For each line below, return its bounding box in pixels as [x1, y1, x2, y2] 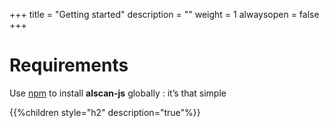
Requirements [9, 54, 129, 77]
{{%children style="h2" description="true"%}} [9, 106, 201, 118]
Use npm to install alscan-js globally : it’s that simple [9, 87, 227, 99]
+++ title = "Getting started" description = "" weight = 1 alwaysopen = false [9, 9, 320, 20]
